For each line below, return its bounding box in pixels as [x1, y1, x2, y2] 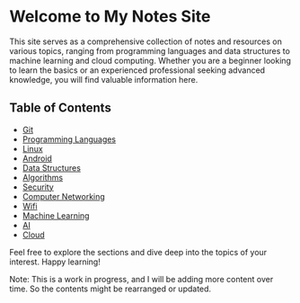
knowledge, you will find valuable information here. [9, 74, 199, 85]
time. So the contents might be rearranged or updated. [9, 283, 212, 294]
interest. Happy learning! [9, 256, 101, 267]
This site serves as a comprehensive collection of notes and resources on [9, 36, 283, 47]
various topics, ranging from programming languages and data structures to [9, 45, 290, 56]
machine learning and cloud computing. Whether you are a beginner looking [9, 55, 292, 66]
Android [22, 153, 52, 164]
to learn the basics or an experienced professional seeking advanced [9, 65, 266, 76]
